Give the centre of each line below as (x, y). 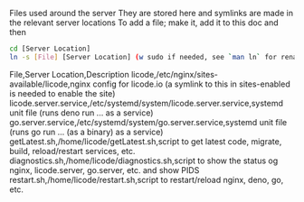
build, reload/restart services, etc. (72, 151)
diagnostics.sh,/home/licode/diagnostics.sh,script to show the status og (144, 161)
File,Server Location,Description (69, 74)
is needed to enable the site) (62, 93)
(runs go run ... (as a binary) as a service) (86, 132)
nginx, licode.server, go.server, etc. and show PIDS (104, 170)
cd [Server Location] (50, 49)
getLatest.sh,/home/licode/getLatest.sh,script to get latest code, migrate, (146, 141)
